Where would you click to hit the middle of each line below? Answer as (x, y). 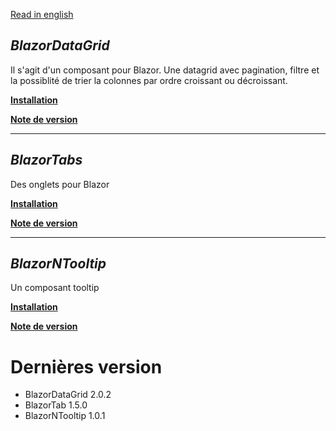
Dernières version (86, 366)
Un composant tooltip (55, 288)
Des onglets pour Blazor (60, 184)
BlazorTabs (46, 160)
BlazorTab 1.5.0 (56, 405)
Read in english (42, 14)
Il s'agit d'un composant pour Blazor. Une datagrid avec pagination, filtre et (165, 70)
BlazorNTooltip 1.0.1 (65, 416)
